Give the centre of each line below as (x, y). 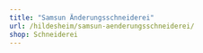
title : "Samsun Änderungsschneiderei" (82, 18)
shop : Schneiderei (44, 34)
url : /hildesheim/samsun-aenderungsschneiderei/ (102, 26)
